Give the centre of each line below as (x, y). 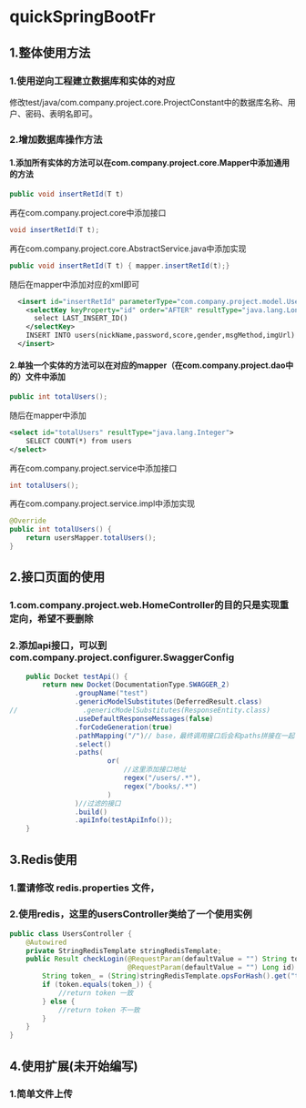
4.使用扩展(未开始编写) (74, 1066)
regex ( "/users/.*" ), (163, 778)
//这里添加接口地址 (155, 770)
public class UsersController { (71, 934)
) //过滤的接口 (97, 803)
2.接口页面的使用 (57, 577)
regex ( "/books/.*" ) (160, 786)
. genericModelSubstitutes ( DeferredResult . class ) (168, 702)
